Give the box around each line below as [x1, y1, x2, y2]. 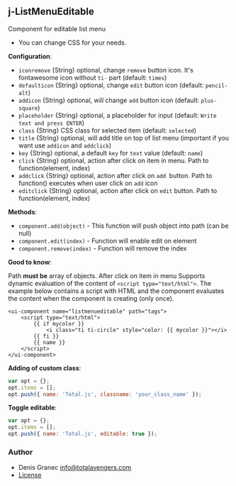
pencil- [205, 82, 228, 89]
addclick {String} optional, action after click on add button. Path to [18, 171, 213, 180]
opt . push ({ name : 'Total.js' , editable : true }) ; [8, 431, 158, 438]
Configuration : [8, 52, 52, 60]
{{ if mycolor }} [33, 320, 84, 327]
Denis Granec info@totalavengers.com [18, 463, 132, 472]
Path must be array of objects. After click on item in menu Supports [8, 271, 206, 280]
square [18, 104, 38, 112]
